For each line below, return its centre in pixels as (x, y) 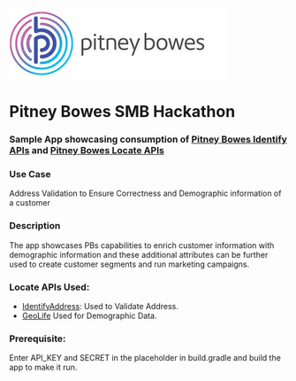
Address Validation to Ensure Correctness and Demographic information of (145, 193)
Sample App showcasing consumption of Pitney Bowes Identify (148, 139)
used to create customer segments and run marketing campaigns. (129, 264)
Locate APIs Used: (49, 287)
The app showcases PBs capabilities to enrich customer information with (142, 245)
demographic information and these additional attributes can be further (139, 254)
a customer (30, 203)
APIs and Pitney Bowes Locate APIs (87, 151)
